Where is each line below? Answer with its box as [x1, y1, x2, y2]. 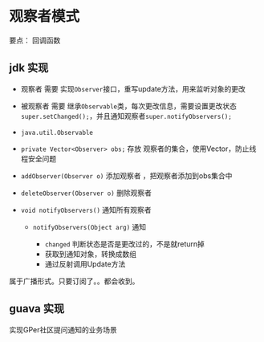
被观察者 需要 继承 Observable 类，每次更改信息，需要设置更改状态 [20, 101, 238, 111]
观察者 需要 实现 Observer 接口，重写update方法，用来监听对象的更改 [20, 83, 246, 93]
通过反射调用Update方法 [44, 259, 126, 269]
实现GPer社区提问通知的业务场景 [9, 324, 117, 334]
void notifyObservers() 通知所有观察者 [20, 205, 152, 214]
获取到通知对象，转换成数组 [44, 249, 137, 259]
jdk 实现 [9, 61, 49, 75]
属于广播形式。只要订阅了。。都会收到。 [9, 276, 140, 286]
